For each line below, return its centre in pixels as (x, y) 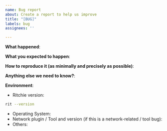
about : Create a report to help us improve (51, 14)
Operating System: (32, 114)
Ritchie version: (28, 95)
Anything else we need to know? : (40, 76)
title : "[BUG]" (21, 19)
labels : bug (17, 24)
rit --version (20, 104)
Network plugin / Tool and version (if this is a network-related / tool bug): (87, 119)
